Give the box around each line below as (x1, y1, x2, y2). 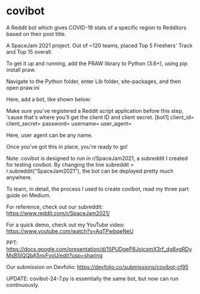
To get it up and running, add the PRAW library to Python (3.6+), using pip (6, 60, 188, 67)
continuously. (6, 281, 39, 288)
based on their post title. (6, 30, 66, 37)
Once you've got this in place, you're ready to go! (6, 143, 128, 150)
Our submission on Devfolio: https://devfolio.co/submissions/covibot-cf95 (6, 263, 189, 270)
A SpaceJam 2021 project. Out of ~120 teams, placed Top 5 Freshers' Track (6, 42, 193, 49)
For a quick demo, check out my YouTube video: (6, 221, 125, 228)
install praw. (6, 66, 36, 73)
